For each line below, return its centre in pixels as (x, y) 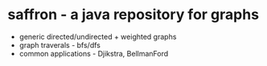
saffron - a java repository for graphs (133, 15)
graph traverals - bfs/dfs (60, 45)
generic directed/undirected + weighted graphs (98, 37)
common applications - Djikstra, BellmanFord (94, 53)
